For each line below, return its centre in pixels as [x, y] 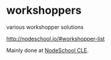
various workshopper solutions [45, 27]
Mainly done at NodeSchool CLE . [48, 50]
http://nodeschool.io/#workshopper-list [55, 38]
